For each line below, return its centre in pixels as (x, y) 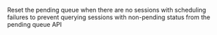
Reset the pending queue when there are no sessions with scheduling (107, 10)
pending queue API (35, 24)
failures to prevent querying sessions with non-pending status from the (109, 17)
